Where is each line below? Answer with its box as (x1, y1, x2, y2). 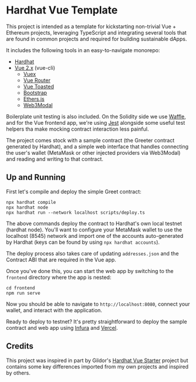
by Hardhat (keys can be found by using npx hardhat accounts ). (6, 238, 160, 245)
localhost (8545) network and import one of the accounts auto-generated (6, 232, 184, 239)
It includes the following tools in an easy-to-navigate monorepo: (6, 46, 160, 53)
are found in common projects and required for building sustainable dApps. (6, 35, 187, 42)
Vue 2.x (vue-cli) (14, 64, 56, 71)
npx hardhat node (6, 204, 49, 210)
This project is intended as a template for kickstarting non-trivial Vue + (6, 23, 177, 30)
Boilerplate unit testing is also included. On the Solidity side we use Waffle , (6, 112, 186, 120)
